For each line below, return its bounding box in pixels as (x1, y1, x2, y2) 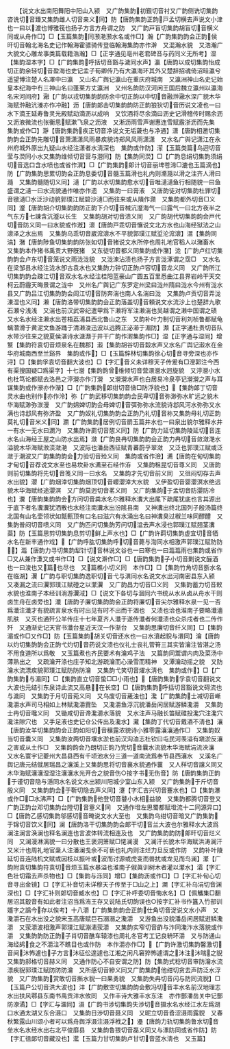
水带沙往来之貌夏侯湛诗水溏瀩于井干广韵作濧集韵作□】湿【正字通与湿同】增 (7, 332, 222, 340)
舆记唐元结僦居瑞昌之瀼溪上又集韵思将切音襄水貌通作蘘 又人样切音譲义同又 (7, 761, 223, 768)
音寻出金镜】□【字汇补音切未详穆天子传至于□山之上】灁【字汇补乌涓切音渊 (7, 880, 222, 888)
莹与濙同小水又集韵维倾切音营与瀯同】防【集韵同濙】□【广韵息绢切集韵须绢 (7, 152, 222, 160)
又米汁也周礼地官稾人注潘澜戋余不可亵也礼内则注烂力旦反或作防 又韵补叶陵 (7, 846, 223, 854)
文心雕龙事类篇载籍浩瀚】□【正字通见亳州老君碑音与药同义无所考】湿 (18, 49, 217, 58)
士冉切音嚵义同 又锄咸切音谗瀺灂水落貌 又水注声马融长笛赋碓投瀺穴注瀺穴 (7, 709, 223, 717)
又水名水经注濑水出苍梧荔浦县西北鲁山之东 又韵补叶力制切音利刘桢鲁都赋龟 (7, 315, 223, 323)
